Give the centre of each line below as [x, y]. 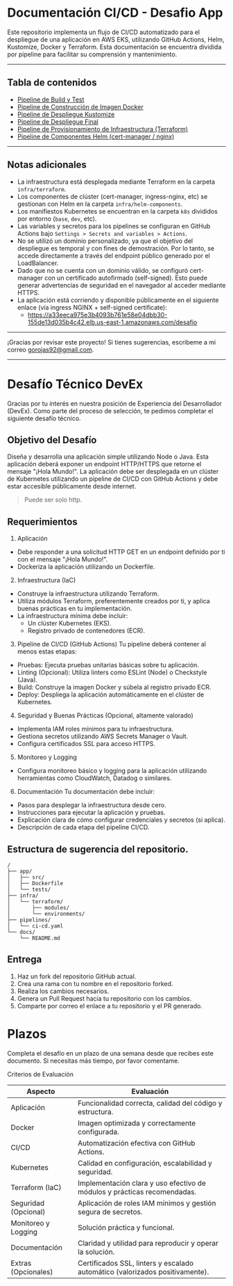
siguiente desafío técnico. [44, 418]
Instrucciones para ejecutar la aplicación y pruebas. [91, 813]
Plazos [27, 1034]
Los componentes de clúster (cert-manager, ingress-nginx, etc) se [112, 196]
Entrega [25, 959]
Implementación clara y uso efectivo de [141, 1183]
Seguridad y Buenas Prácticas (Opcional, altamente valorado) [105, 715]
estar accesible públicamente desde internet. [72, 486]
